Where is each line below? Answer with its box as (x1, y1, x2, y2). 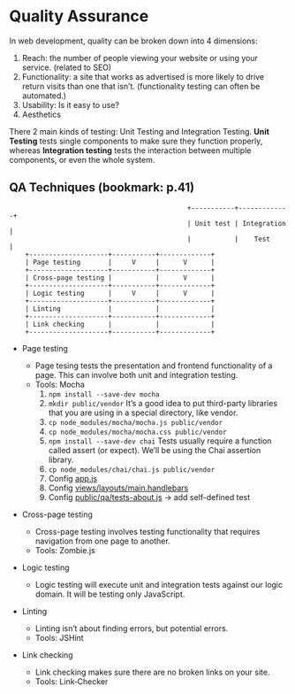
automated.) (21, 90, 67, 101)
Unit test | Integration (194, 219, 287, 227)
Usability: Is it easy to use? (21, 99, 120, 110)
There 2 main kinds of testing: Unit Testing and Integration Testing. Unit (9, 126, 269, 136)
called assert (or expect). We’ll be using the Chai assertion (48, 444, 261, 455)
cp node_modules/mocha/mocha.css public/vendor (48, 428, 227, 436)
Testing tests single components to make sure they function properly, (9, 135, 263, 146)
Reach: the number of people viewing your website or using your (21, 52, 258, 63)
